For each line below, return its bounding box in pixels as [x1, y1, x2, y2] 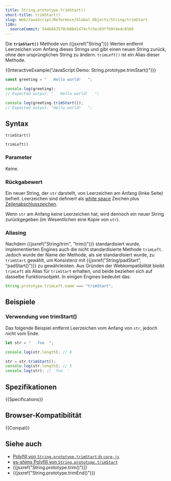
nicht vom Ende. [5, 330, 40, 337]
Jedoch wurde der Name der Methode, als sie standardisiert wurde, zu [5, 252, 155, 258]
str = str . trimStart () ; [5, 359, 56, 364]
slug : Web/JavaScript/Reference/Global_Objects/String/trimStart [5, 17, 147, 22]
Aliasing [5, 229, 27, 236]
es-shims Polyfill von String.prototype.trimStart [12, 458, 118, 465]
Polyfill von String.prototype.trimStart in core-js [12, 453, 119, 459]
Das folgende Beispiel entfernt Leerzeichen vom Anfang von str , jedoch [5, 325, 158, 331]
